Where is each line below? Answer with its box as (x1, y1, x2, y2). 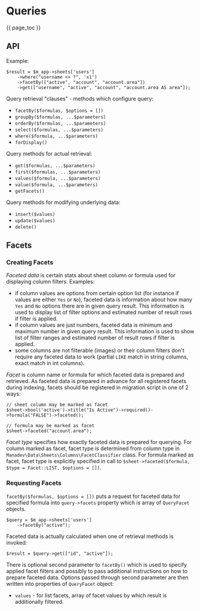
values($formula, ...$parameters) (14, 175, 101, 181)
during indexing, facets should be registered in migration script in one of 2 (6, 384, 189, 391)
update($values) (14, 217, 56, 224)
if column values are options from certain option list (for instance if (14, 290, 179, 297)
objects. (6, 505, 26, 512)
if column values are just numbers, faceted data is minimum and (14, 321, 173, 329)
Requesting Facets (6, 479, 61, 487)
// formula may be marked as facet (6, 423, 95, 429)
